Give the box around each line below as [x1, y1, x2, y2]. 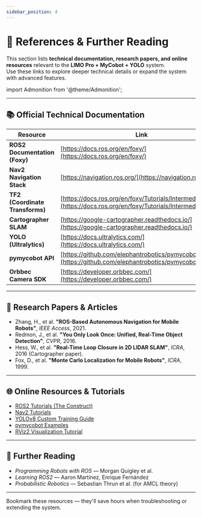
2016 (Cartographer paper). [14, 350, 84, 358]
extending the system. [6, 504, 61, 511]
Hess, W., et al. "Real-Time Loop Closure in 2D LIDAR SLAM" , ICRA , [14, 344, 185, 351]
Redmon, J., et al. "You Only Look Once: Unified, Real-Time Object [14, 331, 183, 338]
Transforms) [9, 206, 46, 214]
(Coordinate [9, 198, 44, 207]
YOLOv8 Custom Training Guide [14, 415, 94, 422]
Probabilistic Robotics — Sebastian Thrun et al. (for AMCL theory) [14, 480, 179, 487]
